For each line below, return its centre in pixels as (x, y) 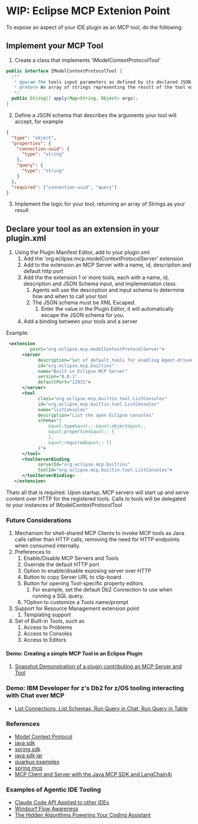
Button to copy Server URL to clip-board (72, 577)
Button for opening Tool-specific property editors (83, 583)
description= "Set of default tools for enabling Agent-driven (115, 360)
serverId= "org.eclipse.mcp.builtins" (84, 465)
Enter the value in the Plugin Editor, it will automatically (107, 309)
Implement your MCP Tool (55, 46)
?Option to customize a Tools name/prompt (76, 602)
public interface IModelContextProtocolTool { (64, 71)
